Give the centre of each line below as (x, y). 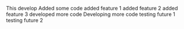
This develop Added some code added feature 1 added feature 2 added (92, 8)
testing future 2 (25, 20)
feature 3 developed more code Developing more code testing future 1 (91, 14)
